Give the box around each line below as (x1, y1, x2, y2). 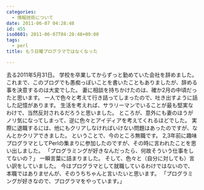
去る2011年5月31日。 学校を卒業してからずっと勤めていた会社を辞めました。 (6, 71, 197, 78)
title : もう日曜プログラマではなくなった (6, 49, 98, 55)
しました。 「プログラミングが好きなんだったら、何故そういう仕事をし (16, 147, 194, 154)
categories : (6, 8, 36, 15)
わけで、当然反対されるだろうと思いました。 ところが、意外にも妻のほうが (6, 109, 194, 116)
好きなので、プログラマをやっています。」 (22, 177, 126, 185)
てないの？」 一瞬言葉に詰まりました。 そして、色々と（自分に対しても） (6, 154, 189, 161)
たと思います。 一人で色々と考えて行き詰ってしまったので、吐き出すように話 (6, 93, 199, 101)
